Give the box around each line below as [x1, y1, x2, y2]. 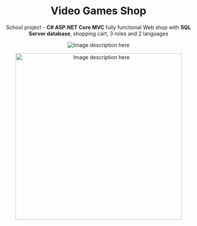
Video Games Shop [50, 4, 147, 18]
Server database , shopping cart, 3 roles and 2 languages [28, 30, 169, 37]
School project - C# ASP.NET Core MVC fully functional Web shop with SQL [6, 24, 191, 31]
